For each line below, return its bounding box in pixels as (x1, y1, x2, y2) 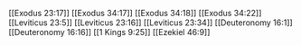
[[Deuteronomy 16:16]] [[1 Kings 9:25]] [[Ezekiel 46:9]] (8, 27, 211, 37)
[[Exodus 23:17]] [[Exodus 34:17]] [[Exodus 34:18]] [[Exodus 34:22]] (8, 8, 262, 18)
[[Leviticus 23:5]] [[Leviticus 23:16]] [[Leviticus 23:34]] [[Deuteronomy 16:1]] (8, 17, 293, 28)
